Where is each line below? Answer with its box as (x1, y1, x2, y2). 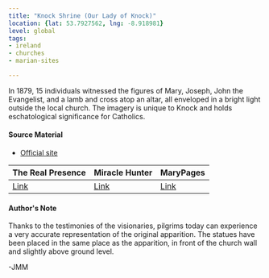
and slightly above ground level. (8, 247, 114, 256)
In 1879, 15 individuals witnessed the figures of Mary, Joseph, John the (8, 85, 244, 95)
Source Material (8, 130, 63, 139)
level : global (8, 27, 56, 35)
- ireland (8, 42, 42, 50)
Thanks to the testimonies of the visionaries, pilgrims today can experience (8, 221, 258, 230)
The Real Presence (12, 167, 86, 178)
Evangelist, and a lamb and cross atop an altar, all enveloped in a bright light (8, 94, 261, 104)
